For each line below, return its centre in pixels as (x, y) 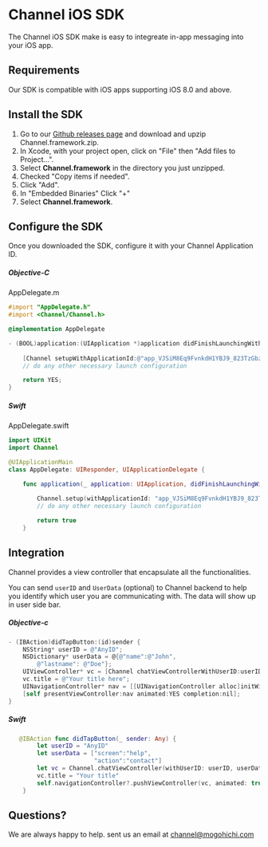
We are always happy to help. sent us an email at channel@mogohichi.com (131, 834)
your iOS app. (31, 45)
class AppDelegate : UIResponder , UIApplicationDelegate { (106, 469)
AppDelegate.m (34, 293)
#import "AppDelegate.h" (49, 307)
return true (57, 521)
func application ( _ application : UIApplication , (105, 484)
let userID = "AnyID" (73, 746)
